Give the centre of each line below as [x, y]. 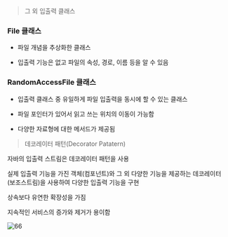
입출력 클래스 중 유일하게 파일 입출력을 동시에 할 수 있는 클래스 [102, 99]
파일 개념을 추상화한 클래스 [54, 48]
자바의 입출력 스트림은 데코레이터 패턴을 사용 [68, 158]
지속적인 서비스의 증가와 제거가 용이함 [59, 212]
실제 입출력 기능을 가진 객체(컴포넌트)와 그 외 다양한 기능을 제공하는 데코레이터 [114, 173]
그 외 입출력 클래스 [50, 11]
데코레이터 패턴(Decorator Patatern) [75, 144]
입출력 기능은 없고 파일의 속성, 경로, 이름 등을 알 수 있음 [93, 62]
